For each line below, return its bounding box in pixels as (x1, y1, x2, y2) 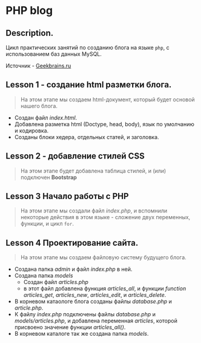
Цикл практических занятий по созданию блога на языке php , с (5, 44, 170, 51)
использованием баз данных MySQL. (5, 50, 102, 58)
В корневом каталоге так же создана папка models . (14, 330, 149, 338)
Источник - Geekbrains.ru (5, 62, 71, 69)
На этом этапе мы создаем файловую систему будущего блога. (20, 254, 187, 261)
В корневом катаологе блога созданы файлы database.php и (14, 298, 172, 305)
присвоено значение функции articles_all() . (14, 324, 126, 331)
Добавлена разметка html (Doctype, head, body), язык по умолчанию (14, 120, 194, 127)
